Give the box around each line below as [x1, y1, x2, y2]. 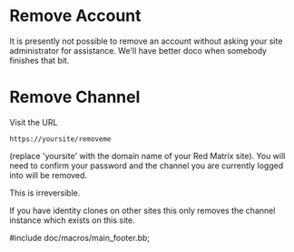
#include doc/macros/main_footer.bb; [9, 232, 151, 243]
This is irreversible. [9, 187, 81, 198]
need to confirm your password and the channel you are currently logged [9, 160, 284, 171]
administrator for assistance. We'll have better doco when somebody [9, 45, 268, 55]
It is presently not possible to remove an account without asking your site [9, 35, 283, 46]
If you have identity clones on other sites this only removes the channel [9, 205, 276, 216]
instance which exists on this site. [9, 215, 135, 226]
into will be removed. [9, 169, 88, 180]
